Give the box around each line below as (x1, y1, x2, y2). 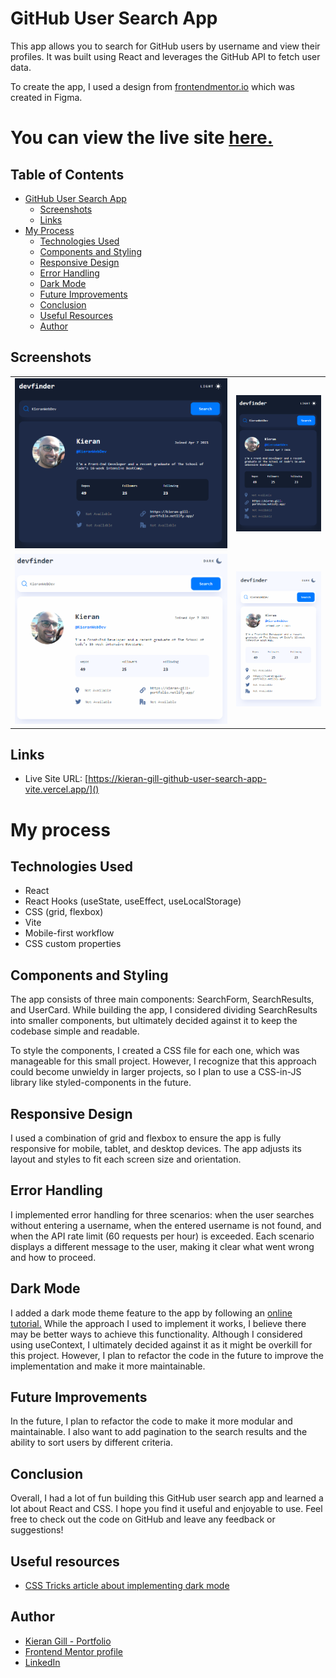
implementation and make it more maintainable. (10, 1360, 206, 1372)
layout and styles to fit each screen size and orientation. (10, 1153, 242, 1165)
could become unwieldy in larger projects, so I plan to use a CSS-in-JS (10, 1066, 302, 1078)
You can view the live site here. (10, 127, 274, 149)
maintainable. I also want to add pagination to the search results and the (10, 1426, 308, 1438)
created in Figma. (10, 91, 83, 103)
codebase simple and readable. (10, 1025, 140, 1037)
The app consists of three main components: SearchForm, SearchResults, (10, 993, 315, 1006)
